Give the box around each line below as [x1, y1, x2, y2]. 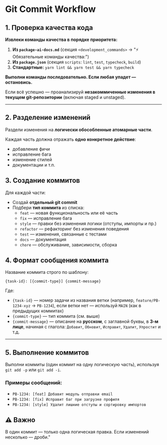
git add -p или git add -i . [5, 367, 61, 373]
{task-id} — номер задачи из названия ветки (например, [12, 297, 135, 303]
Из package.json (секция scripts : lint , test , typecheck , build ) [12, 59, 141, 65]
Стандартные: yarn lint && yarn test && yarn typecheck [12, 64, 134, 70]
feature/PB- [136, 298, 161, 303]
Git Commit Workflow [5, 3, 96, 15]
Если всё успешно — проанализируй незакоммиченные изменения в [5, 89, 156, 95]
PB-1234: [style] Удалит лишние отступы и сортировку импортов [12, 402, 147, 407]
